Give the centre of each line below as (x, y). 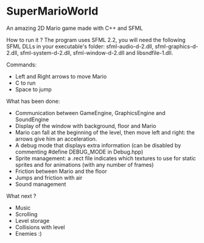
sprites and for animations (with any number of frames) (84, 164)
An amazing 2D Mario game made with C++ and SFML (75, 28)
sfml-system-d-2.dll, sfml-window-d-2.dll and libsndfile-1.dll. (97, 52)
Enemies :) (28, 233)
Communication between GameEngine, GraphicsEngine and (90, 113)
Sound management (40, 184)
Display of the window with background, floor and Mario (86, 125)
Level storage (32, 220)
